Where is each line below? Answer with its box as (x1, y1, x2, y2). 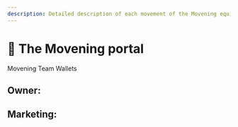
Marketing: (7, 109, 57, 121)
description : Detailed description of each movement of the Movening (7, 10, 217, 18)
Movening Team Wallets (7, 64, 78, 73)
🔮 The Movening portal (7, 40, 144, 56)
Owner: (7, 84, 41, 96)
